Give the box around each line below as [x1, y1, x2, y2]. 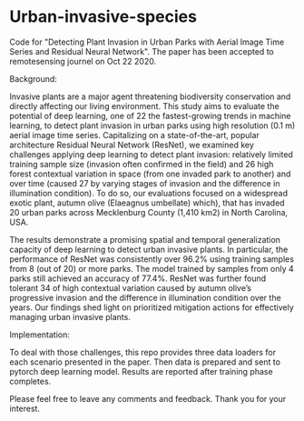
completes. [9, 376, 52, 386]
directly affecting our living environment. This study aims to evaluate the [9, 100, 279, 111]
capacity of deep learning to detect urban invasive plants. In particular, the [9, 244, 289, 255]
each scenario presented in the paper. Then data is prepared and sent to [9, 356, 281, 367]
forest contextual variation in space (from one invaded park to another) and [9, 168, 291, 179]
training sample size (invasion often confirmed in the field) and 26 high [9, 158, 274, 169]
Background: [9, 73, 57, 84]
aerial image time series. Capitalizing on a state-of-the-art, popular [9, 129, 260, 140]
